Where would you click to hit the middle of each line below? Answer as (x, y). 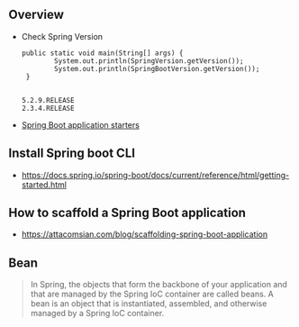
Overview (36, 15)
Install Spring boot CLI (72, 154)
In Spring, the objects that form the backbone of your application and (159, 285)
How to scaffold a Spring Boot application (127, 213)
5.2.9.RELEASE (48, 100)
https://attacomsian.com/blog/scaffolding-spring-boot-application (144, 234)
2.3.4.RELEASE (48, 108)
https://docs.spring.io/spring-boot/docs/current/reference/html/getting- (155, 175)
